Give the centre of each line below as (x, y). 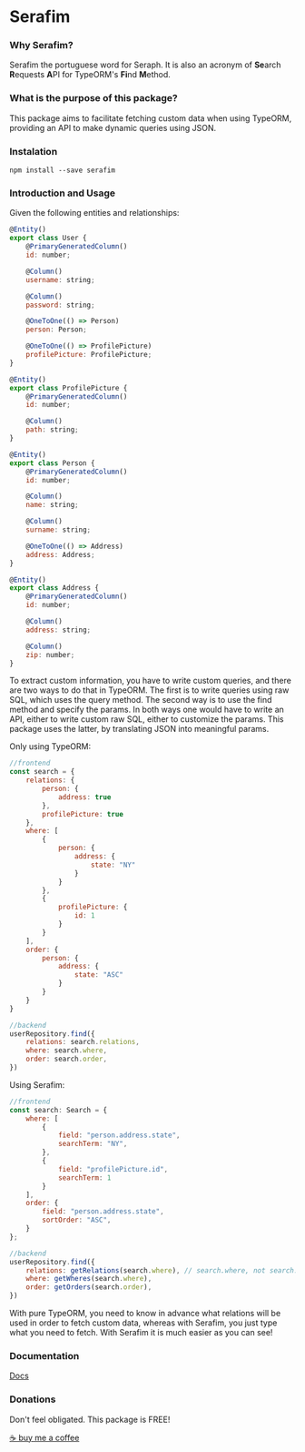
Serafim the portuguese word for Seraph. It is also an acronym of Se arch (145, 65)
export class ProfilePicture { (69, 388)
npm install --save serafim (63, 170)
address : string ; (59, 630)
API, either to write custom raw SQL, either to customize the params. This (147, 719)
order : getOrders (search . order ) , (89, 1287)
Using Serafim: (37, 1084)
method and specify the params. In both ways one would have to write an (147, 710)
